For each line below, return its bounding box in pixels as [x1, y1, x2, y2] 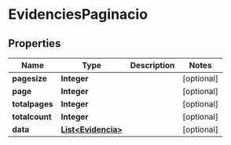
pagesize [12, 73, 47, 84]
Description [130, 60, 175, 71]
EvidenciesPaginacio [8, 5, 148, 24]
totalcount [12, 111, 53, 122]
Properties [8, 37, 61, 50]
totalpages [12, 99, 53, 109]
